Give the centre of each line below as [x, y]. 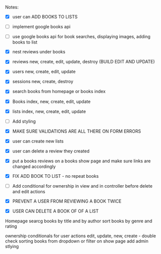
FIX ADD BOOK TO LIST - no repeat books [55, 176]
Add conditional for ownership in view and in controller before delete [82, 186]
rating [11, 226]
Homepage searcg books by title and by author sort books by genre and [79, 221]
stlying [12, 247]
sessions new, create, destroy [43, 82]
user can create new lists [38, 141]
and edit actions [29, 192]
